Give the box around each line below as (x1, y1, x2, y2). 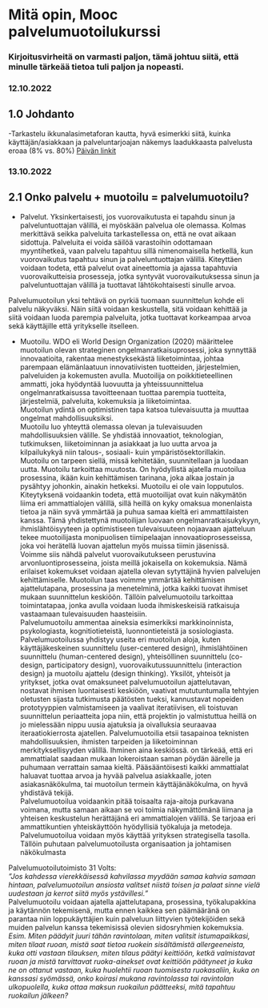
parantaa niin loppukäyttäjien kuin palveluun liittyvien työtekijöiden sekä (8, 913, 246, 923)
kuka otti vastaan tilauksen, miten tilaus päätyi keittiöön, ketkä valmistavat (8, 948, 255, 958)
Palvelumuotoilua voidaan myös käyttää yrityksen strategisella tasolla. (19, 830, 250, 840)
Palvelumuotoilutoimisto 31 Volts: (8, 863, 117, 873)
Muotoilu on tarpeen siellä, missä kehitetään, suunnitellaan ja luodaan (19, 455, 249, 466)
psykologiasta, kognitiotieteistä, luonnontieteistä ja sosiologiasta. (19, 626, 234, 635)
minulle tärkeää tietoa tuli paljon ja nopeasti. (8, 62, 184, 73)
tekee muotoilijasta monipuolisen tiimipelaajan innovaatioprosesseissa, (19, 532, 254, 542)
